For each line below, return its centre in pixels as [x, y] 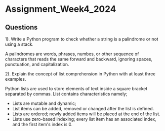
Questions [21, 27]
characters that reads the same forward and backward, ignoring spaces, [79, 59]
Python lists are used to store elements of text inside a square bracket [76, 89]
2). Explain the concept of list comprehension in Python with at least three [80, 74]
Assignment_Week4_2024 [61, 9]
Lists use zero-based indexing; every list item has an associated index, [84, 119]
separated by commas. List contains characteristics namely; [66, 94]
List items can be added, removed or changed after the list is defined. [83, 109]
